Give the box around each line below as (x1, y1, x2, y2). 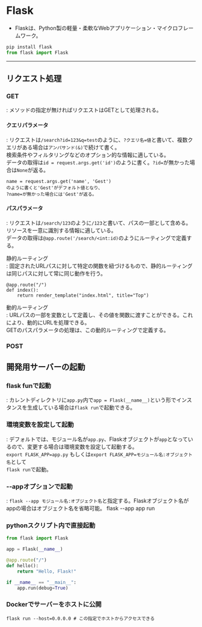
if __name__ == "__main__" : (6, 579, 77, 585)
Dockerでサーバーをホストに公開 (6, 600, 102, 609)
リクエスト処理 (6, 74, 62, 84)
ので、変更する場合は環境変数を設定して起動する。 (11, 443, 138, 450)
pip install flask (6, 43, 52, 50)
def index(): (6, 287, 39, 293)
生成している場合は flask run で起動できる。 (26, 404, 136, 411)
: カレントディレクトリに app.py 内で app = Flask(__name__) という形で (6, 396, 177, 404)
